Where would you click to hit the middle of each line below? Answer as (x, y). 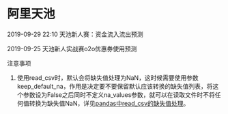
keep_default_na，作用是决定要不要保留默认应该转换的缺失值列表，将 (115, 86)
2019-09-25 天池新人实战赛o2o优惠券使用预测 (72, 48)
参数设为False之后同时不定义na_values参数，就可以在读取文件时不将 (119, 95)
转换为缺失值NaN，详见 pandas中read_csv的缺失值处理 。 (109, 103)
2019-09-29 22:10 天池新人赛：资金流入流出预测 (75, 34)
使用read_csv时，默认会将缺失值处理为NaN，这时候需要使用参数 (108, 77)
